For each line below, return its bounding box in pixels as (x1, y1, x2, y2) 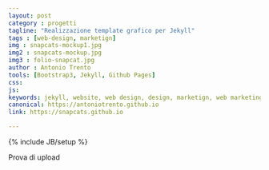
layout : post (8, 11, 52, 20)
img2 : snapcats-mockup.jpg (8, 49, 102, 57)
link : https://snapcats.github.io (8, 109, 124, 117)
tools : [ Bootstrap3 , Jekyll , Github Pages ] (8, 71, 156, 79)
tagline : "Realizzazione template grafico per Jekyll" (8, 26, 195, 34)
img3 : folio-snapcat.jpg (8, 57, 94, 65)
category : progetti (8, 19, 78, 27)
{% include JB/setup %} (8, 137, 88, 146)
